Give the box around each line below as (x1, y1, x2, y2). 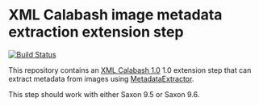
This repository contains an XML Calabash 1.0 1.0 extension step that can (8, 65, 252, 74)
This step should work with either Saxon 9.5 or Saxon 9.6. (8, 89, 200, 99)
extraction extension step (8, 23, 184, 41)
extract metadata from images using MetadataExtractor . (8, 74, 194, 83)
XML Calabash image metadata (8, 6, 223, 24)
